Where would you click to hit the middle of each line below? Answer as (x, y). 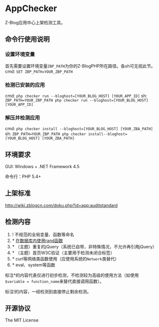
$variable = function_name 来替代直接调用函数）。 (55, 281)
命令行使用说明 (27, 39)
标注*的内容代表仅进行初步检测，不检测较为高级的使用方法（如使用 (72, 275)
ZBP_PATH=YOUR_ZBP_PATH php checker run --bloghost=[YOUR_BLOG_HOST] (77, 100)
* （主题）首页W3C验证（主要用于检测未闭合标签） (63, 253)
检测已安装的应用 (25, 85)
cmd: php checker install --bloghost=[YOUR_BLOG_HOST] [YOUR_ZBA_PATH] (79, 129)
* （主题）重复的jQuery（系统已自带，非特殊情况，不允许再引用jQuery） (84, 246)
